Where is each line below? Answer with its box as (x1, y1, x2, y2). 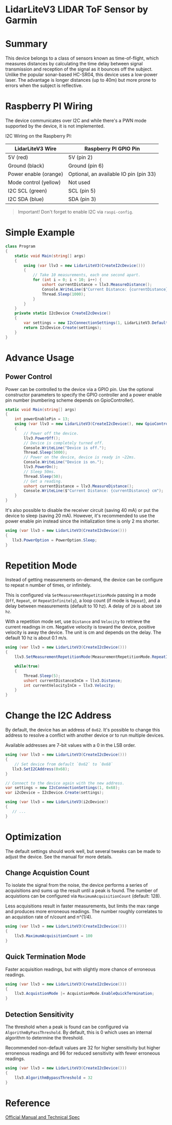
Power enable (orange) (8, 171, 63, 178)
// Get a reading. (24, 478, 63, 484)
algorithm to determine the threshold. (5, 1035, 84, 1041)
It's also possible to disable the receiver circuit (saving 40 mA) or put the (5, 507, 159, 513)
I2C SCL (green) (8, 187, 48, 194)
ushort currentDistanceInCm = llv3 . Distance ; (24, 678, 123, 683)
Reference (5, 1097, 50, 1109)
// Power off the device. (24, 431, 79, 436)
